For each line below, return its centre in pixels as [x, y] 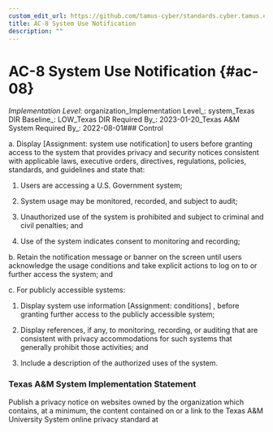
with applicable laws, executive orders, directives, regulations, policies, [127, 161]
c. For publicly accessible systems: [67, 290]
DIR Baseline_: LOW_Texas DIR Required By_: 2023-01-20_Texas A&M [124, 119]
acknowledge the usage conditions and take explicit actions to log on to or [133, 266]
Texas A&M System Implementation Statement [102, 384]
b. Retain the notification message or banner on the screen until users [125, 257]
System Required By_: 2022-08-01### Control [86, 128]
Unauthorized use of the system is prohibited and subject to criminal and [142, 217]
